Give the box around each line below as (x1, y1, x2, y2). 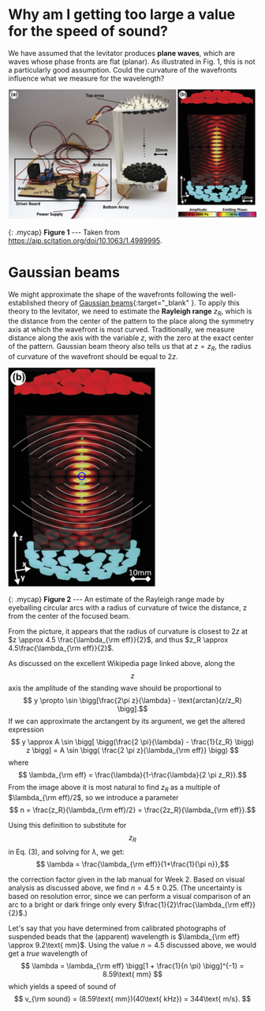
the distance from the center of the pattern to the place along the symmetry (8, 316, 255, 326)
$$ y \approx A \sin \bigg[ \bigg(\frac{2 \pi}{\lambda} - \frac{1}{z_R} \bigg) (10, 737, 255, 747)
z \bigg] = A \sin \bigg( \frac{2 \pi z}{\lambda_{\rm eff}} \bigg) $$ (26, 746, 239, 755)
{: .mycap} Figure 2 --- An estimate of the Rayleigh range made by (8, 594, 225, 605)
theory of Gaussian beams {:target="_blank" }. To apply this (47, 298, 241, 307)
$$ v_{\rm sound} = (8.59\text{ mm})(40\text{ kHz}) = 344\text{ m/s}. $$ (13, 994, 252, 1003)
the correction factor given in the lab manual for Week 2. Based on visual (8, 874, 245, 884)
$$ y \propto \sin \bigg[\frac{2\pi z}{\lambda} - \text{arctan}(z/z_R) (23, 696, 242, 706)
